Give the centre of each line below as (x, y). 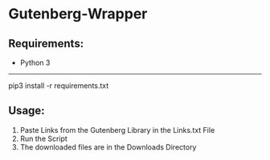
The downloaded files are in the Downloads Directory (108, 147)
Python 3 (35, 62)
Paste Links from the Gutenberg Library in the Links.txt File (117, 130)
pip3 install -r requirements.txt (59, 86)
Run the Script (44, 138)
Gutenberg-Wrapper (78, 14)
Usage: (27, 111)
